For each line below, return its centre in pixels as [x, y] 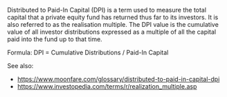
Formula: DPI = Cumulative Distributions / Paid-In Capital [88, 52]
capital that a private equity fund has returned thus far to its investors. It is [113, 17]
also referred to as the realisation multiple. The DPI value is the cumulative [113, 24]
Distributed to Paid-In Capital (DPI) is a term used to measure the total [107, 10]
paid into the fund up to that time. [55, 39]
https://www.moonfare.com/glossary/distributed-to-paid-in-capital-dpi [118, 79]
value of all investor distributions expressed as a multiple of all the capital [112, 32]
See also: [20, 66]
